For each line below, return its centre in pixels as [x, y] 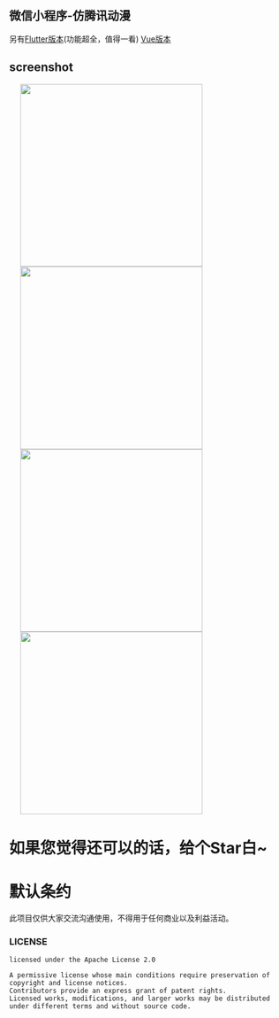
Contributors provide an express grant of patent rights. [118, 991]
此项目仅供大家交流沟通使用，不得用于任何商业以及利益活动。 [121, 918]
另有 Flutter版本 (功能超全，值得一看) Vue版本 [90, 39]
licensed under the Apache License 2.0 [83, 960]
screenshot [41, 68]
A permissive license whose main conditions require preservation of [140, 976]
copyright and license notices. [68, 983]
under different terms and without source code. [100, 1006]
